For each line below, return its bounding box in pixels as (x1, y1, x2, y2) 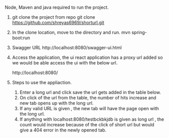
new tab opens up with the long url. (19, 100, 94, 106)
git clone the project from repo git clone (12, 14, 96, 20)
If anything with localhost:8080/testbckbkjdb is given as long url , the (19, 116, 164, 122)
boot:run (12, 35, 30, 41)
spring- (131, 29, 147, 35)
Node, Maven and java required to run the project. (5, 5, 109, 10)
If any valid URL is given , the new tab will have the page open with (19, 106, 159, 111)
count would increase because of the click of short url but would (19, 122, 155, 127)
